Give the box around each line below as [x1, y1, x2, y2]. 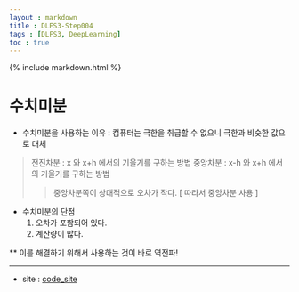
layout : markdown [9, 12, 77, 22]
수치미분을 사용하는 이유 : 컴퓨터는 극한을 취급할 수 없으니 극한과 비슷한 [21, 127, 270, 138]
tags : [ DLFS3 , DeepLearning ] [9, 29, 122, 38]
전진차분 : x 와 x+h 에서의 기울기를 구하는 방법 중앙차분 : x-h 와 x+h [30, 158, 267, 168]
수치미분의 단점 [21, 207, 76, 217]
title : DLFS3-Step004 [9, 21, 93, 30]
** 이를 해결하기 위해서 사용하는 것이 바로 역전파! [9, 247, 179, 258]
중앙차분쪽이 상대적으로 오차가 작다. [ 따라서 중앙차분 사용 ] [53, 188, 259, 199]
